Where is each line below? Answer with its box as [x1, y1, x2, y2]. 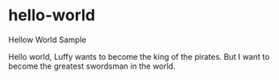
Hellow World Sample [8, 34, 87, 45]
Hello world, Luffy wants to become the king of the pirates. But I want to [8, 51, 270, 62]
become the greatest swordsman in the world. [8, 61, 176, 71]
